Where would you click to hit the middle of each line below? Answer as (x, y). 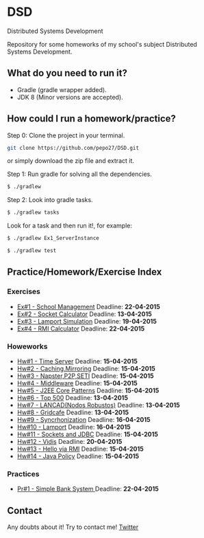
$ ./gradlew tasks (33, 213)
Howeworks (27, 346)
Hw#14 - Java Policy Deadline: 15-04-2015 (78, 456)
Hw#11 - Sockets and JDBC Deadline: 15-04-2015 (88, 434)
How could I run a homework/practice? (92, 119)
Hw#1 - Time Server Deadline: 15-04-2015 (77, 361)
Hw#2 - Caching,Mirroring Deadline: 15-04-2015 (86, 368)
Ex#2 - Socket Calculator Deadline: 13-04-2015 (84, 314)
